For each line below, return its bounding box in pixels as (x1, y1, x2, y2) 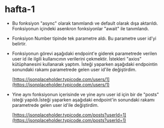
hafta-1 (5, 4, 35, 15)
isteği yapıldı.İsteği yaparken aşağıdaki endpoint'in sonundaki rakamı (12, 97, 155, 103)
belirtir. (12, 40, 27, 46)
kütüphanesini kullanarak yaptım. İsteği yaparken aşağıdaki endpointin (12, 61, 158, 67)
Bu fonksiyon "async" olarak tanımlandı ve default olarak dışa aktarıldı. (12, 20, 158, 26)
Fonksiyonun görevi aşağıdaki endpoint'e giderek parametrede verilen (12, 50, 157, 56)
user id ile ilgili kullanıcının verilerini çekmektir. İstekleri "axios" (12, 55, 142, 61)
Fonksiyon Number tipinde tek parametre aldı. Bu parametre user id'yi (12, 35, 156, 41)
